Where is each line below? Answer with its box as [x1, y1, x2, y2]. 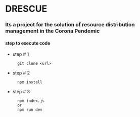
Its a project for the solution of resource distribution [5, 21, 135, 28]
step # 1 [12, 51, 29, 57]
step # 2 [12, 70, 30, 76]
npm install [17, 80, 42, 85]
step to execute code [5, 40, 51, 46]
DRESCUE [5, 3, 48, 15]
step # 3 [12, 89, 30, 95]
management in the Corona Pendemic [5, 27, 100, 34]
